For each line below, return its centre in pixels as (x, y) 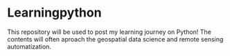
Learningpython (54, 13)
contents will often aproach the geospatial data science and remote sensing (115, 39)
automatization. (29, 46)
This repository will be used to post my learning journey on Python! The (109, 32)
